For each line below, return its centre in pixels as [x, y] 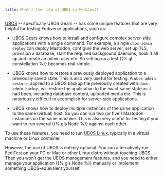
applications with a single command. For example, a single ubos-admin [82, 43]
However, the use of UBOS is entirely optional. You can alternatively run [77, 147]
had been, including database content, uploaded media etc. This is [79, 94]
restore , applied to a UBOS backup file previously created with [75, 83]
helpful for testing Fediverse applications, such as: [55, 28]
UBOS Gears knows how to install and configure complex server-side [81, 38]
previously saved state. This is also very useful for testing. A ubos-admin [84, 78]
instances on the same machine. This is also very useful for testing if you [85, 118]
